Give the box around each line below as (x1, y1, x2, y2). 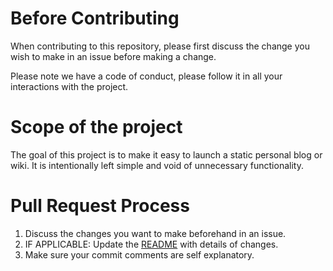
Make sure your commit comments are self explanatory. (24, 248, 255, 261)
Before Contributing (10, 7, 180, 30)
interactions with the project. (10, 80, 129, 92)
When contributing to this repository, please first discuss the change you (10, 40, 310, 52)
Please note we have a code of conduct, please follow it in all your (10, 70, 283, 82)
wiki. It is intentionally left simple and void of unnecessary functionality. (10, 159, 304, 171)
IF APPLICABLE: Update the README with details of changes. (24, 238, 279, 250)
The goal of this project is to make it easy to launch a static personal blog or (10, 148, 323, 161)
